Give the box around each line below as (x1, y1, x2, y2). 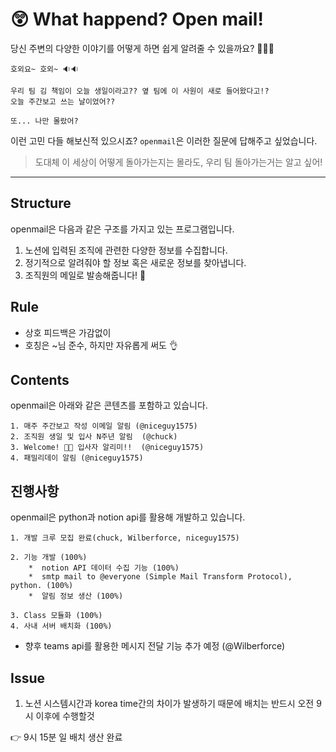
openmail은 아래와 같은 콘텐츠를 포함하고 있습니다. (10, 399, 208, 412)
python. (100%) (10, 581, 74, 591)
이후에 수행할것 (35, 710, 95, 722)
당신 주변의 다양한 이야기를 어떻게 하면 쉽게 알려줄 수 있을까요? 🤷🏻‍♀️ (10, 42, 275, 54)
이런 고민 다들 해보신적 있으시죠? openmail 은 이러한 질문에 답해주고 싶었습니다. (10, 134, 318, 147)
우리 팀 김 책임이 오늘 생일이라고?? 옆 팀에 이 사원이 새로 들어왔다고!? (10, 86, 270, 96)
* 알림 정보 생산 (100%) (28, 591, 124, 602)
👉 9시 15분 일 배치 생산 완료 (10, 731, 123, 743)
